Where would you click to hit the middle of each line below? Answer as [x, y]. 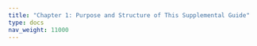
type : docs [26, 23]
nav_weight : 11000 [38, 30]
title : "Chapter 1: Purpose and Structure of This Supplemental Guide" [129, 15]
